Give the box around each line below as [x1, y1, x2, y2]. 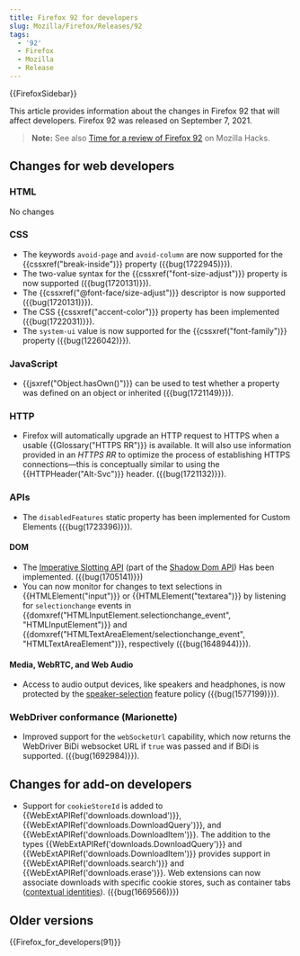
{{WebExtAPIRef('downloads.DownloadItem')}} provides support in [22, 848, 271, 860]
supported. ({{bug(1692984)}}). [22, 751, 140, 762]
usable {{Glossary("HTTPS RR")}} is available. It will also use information [22, 440, 292, 451]
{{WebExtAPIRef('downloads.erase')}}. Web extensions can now [22, 868, 261, 879]
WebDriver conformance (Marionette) [9, 711, 178, 724]
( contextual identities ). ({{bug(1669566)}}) [22, 887, 180, 897]
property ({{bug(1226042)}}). [22, 335, 132, 346]
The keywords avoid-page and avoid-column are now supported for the [22, 248, 283, 259]
